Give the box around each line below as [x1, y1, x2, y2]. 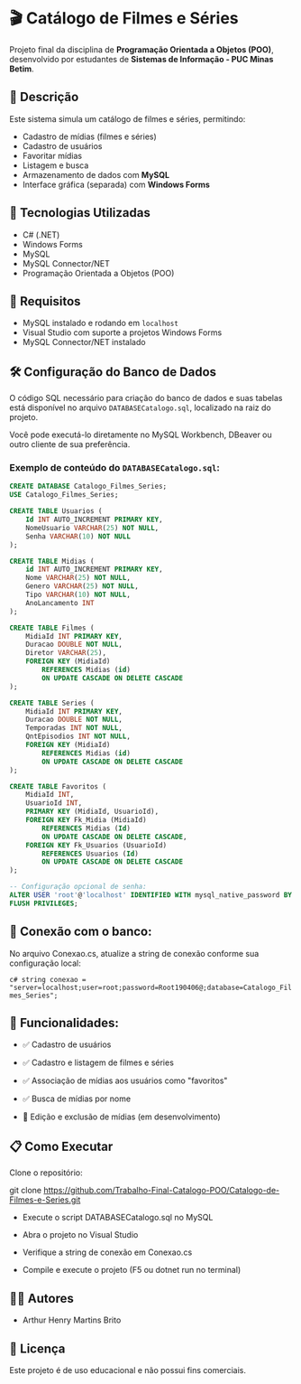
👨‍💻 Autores [9, 1290, 74, 1306]
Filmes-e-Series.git [9, 1194, 81, 1205]
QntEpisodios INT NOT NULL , [25, 732, 131, 742]
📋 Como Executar [9, 1138, 114, 1154]
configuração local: [9, 958, 81, 968]
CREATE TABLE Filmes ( [9, 623, 95, 632]
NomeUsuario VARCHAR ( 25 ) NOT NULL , [25, 523, 160, 532]
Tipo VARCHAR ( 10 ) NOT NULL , [25, 590, 131, 600]
